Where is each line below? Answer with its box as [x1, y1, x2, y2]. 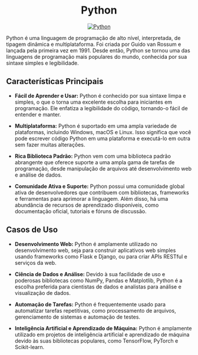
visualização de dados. [14, 289, 71, 296]
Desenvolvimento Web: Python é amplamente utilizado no [14, 240, 158, 247]
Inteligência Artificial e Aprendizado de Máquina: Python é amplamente [14, 324, 192, 331]
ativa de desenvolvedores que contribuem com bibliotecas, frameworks [14, 189, 190, 196]
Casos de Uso [6, 225, 58, 235]
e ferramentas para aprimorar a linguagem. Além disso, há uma [14, 195, 169, 202]
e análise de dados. [14, 171, 62, 178]
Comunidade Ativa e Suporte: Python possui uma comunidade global [14, 183, 184, 190]
